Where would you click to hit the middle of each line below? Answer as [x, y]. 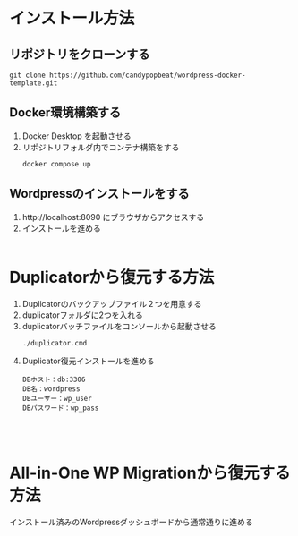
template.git [34, 83]
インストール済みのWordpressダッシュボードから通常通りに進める [131, 522]
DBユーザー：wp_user [57, 398]
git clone [28, 75]
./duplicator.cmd [55, 343]
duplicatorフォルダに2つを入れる [82, 315]
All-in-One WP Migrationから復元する [150, 473]
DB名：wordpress [51, 389]
